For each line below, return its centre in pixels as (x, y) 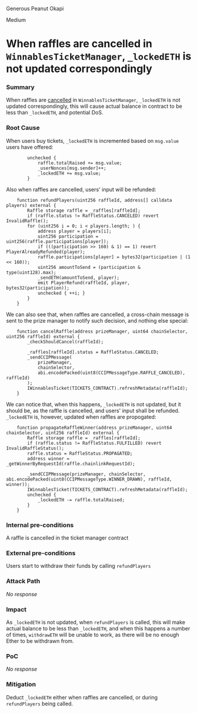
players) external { (31, 205)
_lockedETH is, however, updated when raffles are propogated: (81, 417)
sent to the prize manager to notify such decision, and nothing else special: (97, 320)
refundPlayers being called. (40, 704)
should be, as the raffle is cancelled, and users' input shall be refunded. (93, 410)
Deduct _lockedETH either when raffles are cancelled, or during (82, 697)
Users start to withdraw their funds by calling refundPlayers (79, 566)
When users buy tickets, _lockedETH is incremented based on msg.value (93, 140)
